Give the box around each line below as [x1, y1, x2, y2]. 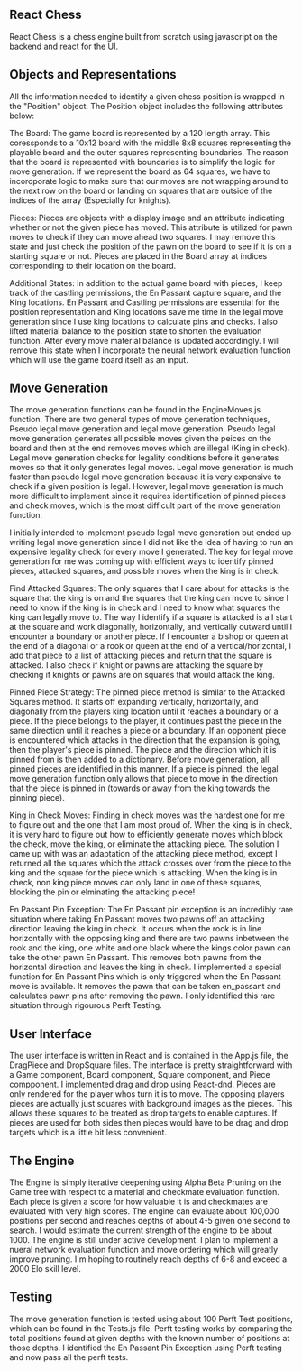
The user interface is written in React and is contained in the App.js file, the [9, 1051, 288, 1061]
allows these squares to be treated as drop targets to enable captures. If [9, 1107, 278, 1118]
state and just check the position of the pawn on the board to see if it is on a [9, 241, 292, 252]
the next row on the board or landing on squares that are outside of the [9, 185, 273, 196]
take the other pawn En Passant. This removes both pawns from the [9, 952, 261, 963]
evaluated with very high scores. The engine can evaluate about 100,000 [9, 1206, 279, 1217]
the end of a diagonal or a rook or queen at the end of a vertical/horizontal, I [9, 641, 291, 652]
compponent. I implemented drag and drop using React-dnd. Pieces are [9, 1079, 277, 1090]
